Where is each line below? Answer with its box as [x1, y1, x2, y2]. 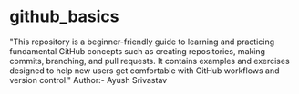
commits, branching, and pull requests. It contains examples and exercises [9, 55, 290, 66]
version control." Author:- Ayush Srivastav [9, 74, 168, 85]
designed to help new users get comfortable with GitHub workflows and [9, 65, 280, 76]
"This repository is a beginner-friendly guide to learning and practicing [9, 36, 275, 47]
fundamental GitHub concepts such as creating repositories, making [9, 45, 266, 56]
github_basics [9, 6, 119, 27]
